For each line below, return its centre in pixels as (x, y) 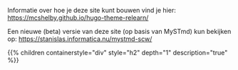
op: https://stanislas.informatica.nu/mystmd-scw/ (80, 39)
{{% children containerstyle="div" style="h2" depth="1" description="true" (118, 53)
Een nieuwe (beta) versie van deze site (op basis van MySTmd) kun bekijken (119, 31)
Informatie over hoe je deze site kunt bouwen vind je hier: (92, 10)
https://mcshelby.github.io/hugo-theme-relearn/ (78, 18)
